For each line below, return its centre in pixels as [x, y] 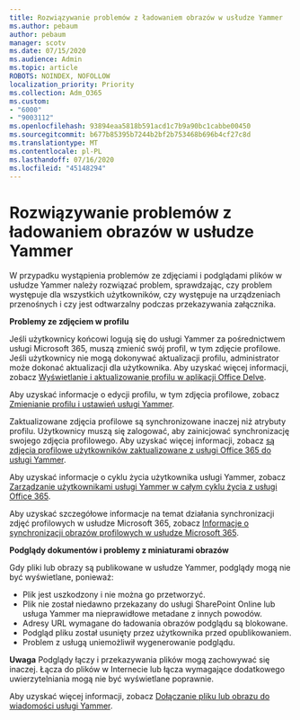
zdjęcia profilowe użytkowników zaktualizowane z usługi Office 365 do [141, 450]
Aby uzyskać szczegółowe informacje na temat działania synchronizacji [142, 514]
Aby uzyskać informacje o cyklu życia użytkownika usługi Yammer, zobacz [147, 477]
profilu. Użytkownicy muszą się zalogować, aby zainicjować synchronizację [150, 431]
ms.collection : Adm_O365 [56, 93]
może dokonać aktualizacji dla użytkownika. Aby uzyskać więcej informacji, [149, 368]
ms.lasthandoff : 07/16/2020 [62, 160]
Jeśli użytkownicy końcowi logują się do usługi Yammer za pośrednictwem [147, 339]
